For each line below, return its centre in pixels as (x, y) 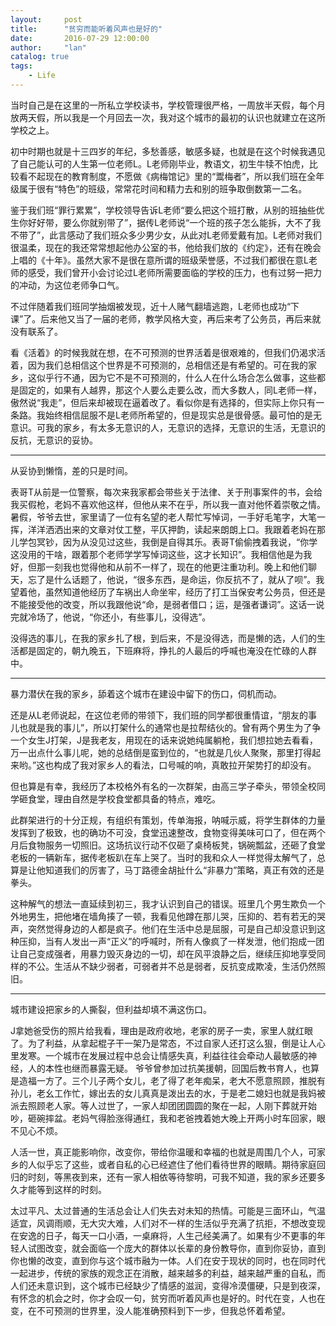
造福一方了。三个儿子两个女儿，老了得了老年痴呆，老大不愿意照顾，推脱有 (172, 1080)
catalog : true (40, 57)
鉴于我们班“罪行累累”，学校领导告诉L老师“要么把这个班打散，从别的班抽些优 (167, 210)
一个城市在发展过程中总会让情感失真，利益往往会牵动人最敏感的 (176, 1055)
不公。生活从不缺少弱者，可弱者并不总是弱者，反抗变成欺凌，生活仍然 (172, 966)
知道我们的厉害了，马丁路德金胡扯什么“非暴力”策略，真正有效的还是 (184, 870)
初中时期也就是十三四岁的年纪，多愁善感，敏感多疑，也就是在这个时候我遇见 (168, 151)
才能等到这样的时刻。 (62, 1189)
